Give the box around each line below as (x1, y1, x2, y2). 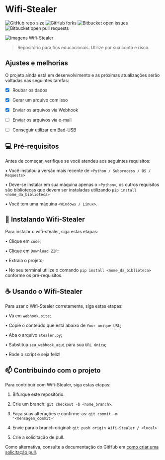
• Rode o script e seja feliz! (5, 351, 61, 357)
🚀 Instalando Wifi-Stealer (5, 215, 85, 224)
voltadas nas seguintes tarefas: (5, 77, 70, 83)
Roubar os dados (12, 87, 48, 93)
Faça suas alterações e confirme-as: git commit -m (12, 411, 118, 417)
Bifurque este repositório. (12, 391, 65, 397)
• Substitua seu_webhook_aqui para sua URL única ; (5, 342, 107, 348)
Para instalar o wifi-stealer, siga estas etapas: (5, 228, 98, 234)
